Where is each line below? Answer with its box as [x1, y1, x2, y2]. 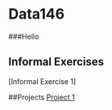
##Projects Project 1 [8, 92, 75, 102]
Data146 [8, 5, 65, 23]
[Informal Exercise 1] [8, 76, 77, 86]
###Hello [8, 32, 39, 41]
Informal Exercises [8, 55, 105, 69]
